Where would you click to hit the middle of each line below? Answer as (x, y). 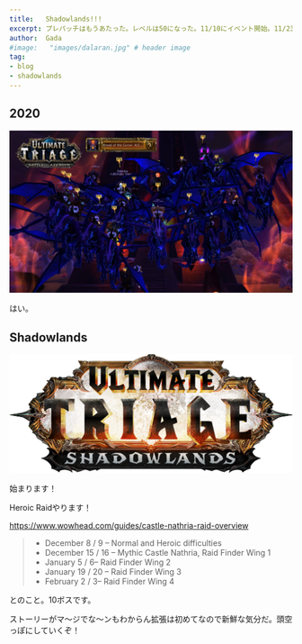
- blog (22, 67)
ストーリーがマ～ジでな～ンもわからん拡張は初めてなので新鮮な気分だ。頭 (147, 619)
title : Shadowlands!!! (56, 19)
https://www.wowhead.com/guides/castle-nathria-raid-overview (129, 526)
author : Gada (36, 38)
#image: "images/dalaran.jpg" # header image (100, 48)
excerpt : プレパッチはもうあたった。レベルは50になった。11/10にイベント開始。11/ (148, 28)
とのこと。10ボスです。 (53, 600)
